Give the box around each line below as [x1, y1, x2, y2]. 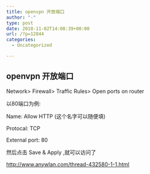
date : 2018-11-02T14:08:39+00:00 [6, 25, 90, 32]
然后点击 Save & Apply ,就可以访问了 [6, 148, 97, 156]
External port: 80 [6, 136, 48, 143]
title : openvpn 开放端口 [6, 8, 65, 15]
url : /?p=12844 [6, 31, 44, 37]
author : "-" [6, 14, 36, 20]
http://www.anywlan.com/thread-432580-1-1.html [6, 160, 130, 168]
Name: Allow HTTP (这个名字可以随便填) [6, 112, 106, 120]
